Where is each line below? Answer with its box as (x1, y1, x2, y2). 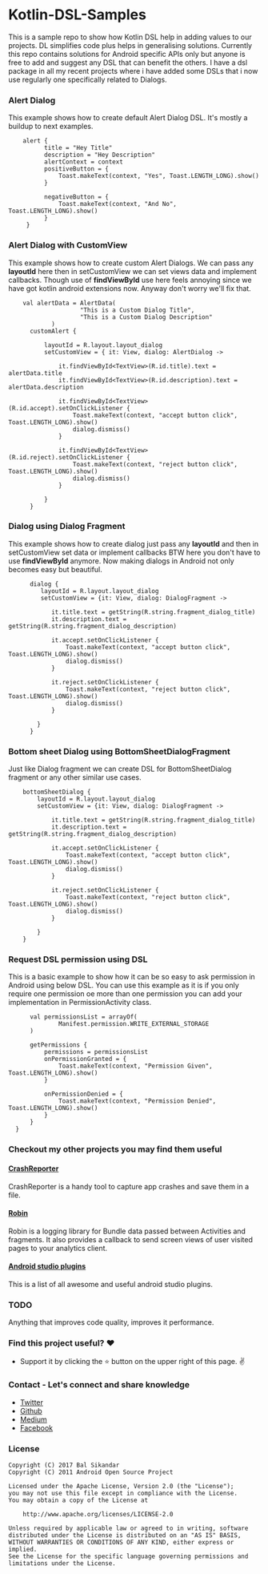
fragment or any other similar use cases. (8, 773, 142, 782)
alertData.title (8, 369, 62, 377)
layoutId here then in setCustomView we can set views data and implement (8, 266, 258, 276)
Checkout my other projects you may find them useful (8, 1144, 222, 1155)
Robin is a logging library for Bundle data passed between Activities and (8, 1226, 246, 1236)
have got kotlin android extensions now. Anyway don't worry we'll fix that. (8, 283, 252, 293)
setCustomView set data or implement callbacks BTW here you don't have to (8, 547, 262, 557)
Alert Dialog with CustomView (8, 240, 128, 251)
